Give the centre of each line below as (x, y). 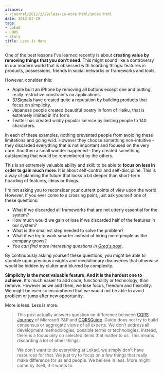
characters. (24, 125)
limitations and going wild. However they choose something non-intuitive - (80, 140)
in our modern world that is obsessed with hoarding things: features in (75, 65)
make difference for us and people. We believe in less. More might (83, 360)
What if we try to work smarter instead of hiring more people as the (80, 235)
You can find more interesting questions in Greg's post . (67, 246)
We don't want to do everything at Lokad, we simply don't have (80, 350)
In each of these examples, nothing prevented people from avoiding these (79, 135)
